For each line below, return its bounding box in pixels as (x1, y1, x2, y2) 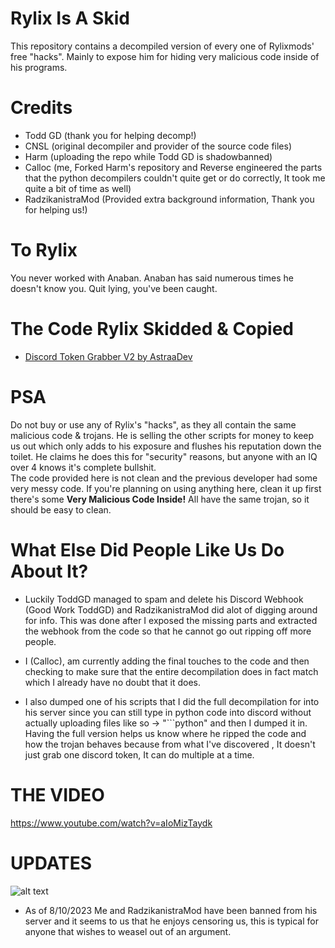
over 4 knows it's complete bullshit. (10, 461, 157, 473)
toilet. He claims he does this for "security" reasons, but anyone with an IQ (10, 450, 318, 462)
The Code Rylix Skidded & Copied (10, 318, 294, 340)
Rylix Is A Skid (10, 7, 130, 30)
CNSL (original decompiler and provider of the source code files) (24, 140, 293, 152)
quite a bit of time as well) (24, 182, 132, 194)
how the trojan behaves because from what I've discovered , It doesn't (24, 738, 316, 750)
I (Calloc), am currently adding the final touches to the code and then (24, 655, 310, 667)
